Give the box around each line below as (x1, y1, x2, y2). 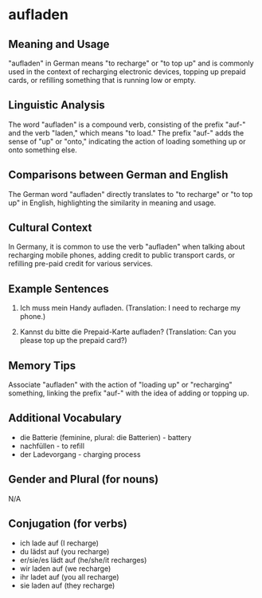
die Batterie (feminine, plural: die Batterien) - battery (19, 432, 192, 442)
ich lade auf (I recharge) (19, 538, 100, 548)
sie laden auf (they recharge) (19, 580, 115, 590)
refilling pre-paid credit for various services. (8, 259, 153, 269)
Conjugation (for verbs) (8, 517, 127, 531)
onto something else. (8, 145, 77, 155)
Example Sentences (8, 281, 109, 296)
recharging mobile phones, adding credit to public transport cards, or (8, 250, 236, 260)
